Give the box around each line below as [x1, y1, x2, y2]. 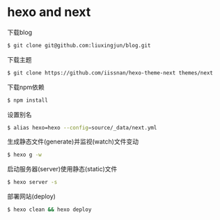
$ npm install [7, 97, 49, 104]
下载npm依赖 [7, 83, 45, 91]
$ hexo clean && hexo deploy [7, 206, 92, 213]
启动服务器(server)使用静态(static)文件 [7, 165, 118, 173]
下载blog [7, 28, 33, 36]
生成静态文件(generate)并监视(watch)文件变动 [7, 137, 139, 146]
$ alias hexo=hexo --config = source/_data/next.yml [7, 124, 157, 131]
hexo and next [7, 4, 91, 20]
